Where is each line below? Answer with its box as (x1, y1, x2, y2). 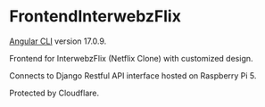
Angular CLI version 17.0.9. (9, 36, 107, 46)
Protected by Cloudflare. (9, 87, 100, 98)
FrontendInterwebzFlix (9, 6, 181, 27)
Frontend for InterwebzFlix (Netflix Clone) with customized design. (9, 53, 253, 63)
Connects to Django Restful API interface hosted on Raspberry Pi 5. (9, 70, 257, 81)
